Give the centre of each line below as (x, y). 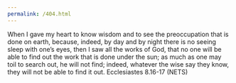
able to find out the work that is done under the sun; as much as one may (114, 57)
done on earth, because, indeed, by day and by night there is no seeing (112, 41)
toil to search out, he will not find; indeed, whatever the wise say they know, (118, 64)
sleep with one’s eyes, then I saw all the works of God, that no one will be (114, 49)
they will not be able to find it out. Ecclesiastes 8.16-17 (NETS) (98, 72)
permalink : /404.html (39, 14)
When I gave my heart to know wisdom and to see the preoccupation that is (118, 34)
